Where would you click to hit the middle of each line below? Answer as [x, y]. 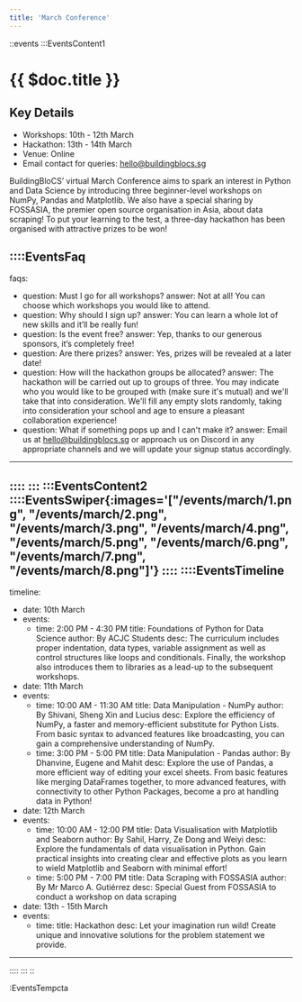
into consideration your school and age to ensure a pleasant [133, 411]
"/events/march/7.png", [78, 556]
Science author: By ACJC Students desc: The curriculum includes [157, 638]
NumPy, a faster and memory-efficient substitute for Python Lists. [157, 724]
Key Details [42, 113]
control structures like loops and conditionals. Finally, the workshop [160, 658]
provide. [51, 945]
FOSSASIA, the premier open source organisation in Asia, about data [136, 209]
